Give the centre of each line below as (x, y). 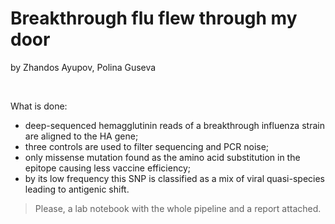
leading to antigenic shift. (77, 189)
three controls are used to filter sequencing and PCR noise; (147, 146)
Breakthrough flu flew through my (154, 18)
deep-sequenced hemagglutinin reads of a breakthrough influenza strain (174, 125)
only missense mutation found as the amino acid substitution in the (162, 157)
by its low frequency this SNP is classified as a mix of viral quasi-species (175, 178)
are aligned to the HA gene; (81, 136)
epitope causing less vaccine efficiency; (107, 168)
